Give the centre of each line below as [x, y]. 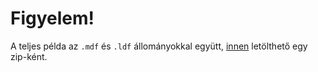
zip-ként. [29, 56]
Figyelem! [52, 18]
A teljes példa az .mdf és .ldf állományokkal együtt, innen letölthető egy [159, 46]
